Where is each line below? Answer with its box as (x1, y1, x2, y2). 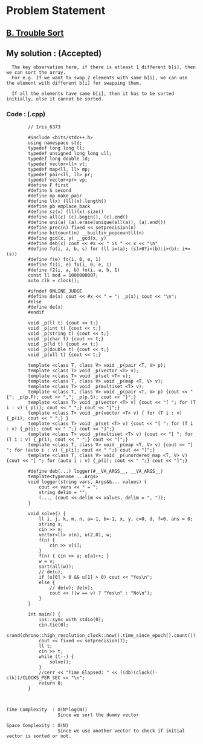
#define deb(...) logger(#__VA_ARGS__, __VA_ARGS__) (28, 468, 164, 474)
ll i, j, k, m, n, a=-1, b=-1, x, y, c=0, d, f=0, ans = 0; (38, 516, 193, 522)
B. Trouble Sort (6, 28, 64, 38)
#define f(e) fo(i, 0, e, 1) (28, 256, 101, 262)
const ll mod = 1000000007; (28, 272, 98, 278)
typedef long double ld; (28, 156, 91, 162)
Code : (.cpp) (6, 110, 46, 119)
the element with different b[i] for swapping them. (6, 80, 142, 87)
